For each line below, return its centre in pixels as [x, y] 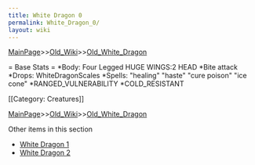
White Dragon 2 [45, 152]
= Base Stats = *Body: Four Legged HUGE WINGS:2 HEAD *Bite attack [123, 67]
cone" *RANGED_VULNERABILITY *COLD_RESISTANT [96, 84]
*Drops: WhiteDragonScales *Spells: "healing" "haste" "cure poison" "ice [127, 76]
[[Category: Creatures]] [46, 99]
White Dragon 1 [44, 145]
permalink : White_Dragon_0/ [54, 23]
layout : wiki [29, 30]
